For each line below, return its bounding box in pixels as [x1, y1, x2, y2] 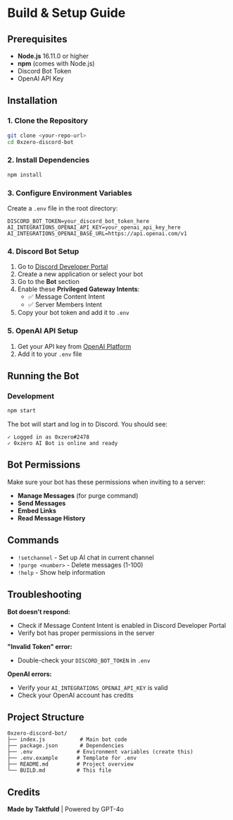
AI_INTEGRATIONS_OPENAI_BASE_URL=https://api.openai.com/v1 [7, 230, 188, 237]
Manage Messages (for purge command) [17, 491, 139, 499]
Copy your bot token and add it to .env [17, 309, 130, 317]
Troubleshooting [7, 588, 82, 601]
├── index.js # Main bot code [7, 736, 128, 743]
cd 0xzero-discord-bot [7, 138, 74, 145]
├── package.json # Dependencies [7, 742, 125, 749]
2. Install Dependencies [7, 155, 90, 165]
